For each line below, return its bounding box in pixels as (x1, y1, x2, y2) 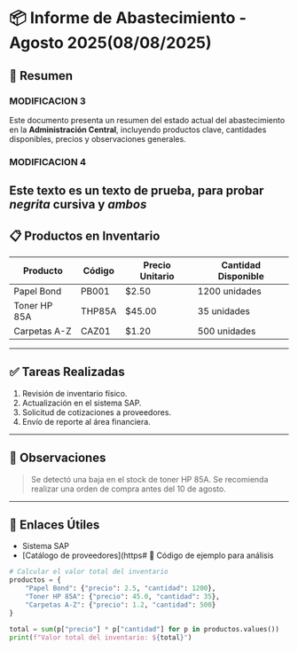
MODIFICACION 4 (9, 155, 87, 168)
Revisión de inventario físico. (21, 388, 128, 398)
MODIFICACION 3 (9, 95, 86, 107)
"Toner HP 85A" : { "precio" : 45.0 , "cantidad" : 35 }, (25, 592, 220, 601)
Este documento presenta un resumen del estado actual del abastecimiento (9, 114, 286, 125)
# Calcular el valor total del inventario (9, 568, 169, 576)
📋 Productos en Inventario (9, 228, 161, 243)
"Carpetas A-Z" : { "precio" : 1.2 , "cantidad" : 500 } (25, 600, 216, 609)
